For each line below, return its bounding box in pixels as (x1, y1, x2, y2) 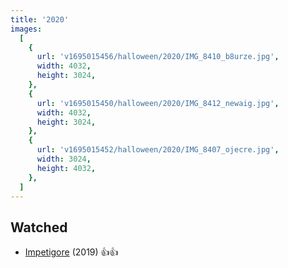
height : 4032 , (36, 163, 97, 173)
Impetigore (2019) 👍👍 (24, 246, 119, 258)
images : (10, 24, 43, 34)
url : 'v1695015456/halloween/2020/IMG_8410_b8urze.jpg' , (36, 52, 280, 62)
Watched (10, 219, 68, 236)
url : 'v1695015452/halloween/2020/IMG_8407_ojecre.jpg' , (36, 145, 280, 155)
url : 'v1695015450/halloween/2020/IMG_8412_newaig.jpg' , (36, 98, 280, 108)
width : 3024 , (36, 154, 92, 164)
